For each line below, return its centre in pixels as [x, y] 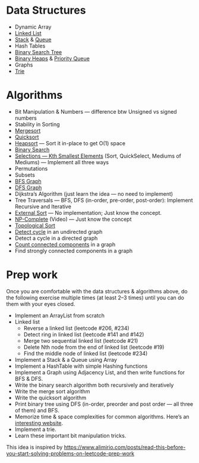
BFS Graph [28, 181]
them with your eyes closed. [41, 304]
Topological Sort [35, 225]
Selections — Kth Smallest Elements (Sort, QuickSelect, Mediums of [98, 156]
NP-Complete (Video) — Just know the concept [73, 219]
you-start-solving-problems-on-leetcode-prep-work [70, 453]
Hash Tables [30, 46]
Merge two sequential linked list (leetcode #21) [81, 340]
